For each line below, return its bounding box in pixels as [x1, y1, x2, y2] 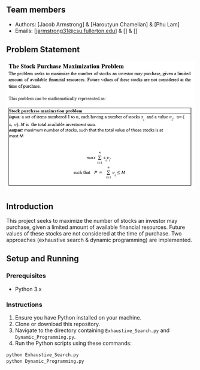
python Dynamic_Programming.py [6, 358, 84, 364]
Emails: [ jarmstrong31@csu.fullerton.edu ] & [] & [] [14, 27, 138, 34]
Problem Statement [6, 44, 80, 55]
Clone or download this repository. [14, 320, 101, 327]
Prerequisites [6, 271, 46, 280]
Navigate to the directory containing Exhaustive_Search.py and [14, 327, 170, 334]
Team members [6, 5, 66, 15]
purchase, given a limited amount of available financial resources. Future [6, 223, 186, 231]
